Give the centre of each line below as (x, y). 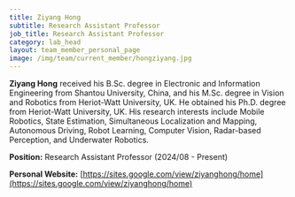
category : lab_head (45, 42)
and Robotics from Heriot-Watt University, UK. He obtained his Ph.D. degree (147, 102)
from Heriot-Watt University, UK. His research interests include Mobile (137, 112)
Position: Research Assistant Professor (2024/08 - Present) (119, 157)
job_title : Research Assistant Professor (87, 34)
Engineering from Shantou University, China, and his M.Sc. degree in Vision (147, 93)
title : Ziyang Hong (45, 17)
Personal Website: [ (47, 174)
